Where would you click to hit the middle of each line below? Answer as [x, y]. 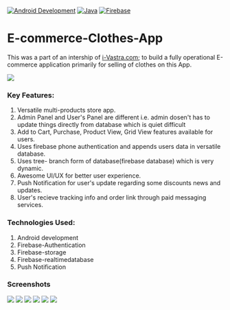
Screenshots [29, 285]
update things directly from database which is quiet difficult [101, 125]
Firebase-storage [42, 252]
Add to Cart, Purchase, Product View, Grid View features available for [115, 132]
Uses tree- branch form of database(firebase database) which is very [115, 161]
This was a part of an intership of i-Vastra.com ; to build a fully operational [111, 57]
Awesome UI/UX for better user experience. [79, 176]
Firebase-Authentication [51, 245]
